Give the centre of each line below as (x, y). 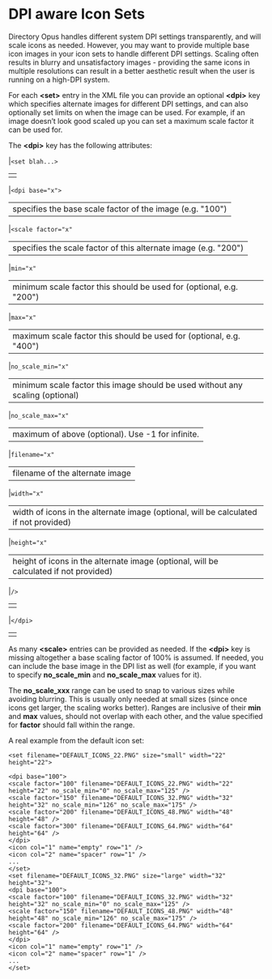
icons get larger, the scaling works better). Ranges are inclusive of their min (135, 707)
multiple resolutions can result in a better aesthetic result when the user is (132, 70)
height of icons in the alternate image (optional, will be (115, 561)
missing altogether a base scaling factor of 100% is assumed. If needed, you (136, 658)
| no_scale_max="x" (39, 415)
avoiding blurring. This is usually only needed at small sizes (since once (128, 699)
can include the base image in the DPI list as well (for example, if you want (132, 666)
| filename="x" (32, 453)
